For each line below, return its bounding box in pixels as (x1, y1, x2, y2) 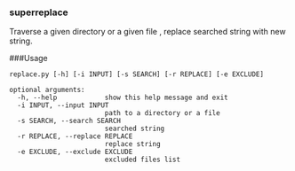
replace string (104, 140, 162, 149)
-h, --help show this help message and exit (17, 93, 228, 103)
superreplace (9, 6, 68, 19)
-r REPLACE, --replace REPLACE (17, 132, 133, 141)
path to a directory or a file (104, 109, 220, 118)
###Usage (9, 53, 49, 64)
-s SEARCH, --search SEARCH (17, 117, 122, 126)
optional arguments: (9, 86, 86, 95)
